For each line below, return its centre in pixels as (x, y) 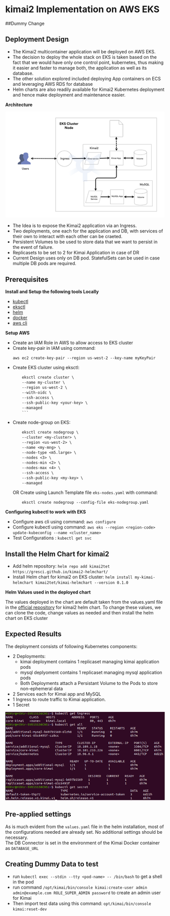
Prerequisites (27, 280)
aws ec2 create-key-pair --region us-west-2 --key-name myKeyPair (84, 358)
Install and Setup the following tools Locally (52, 292)
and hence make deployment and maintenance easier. (69, 94)
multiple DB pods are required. (45, 264)
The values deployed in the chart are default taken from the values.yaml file (84, 602)
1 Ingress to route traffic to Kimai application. (59, 699)
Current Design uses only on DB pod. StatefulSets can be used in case (86, 258)
